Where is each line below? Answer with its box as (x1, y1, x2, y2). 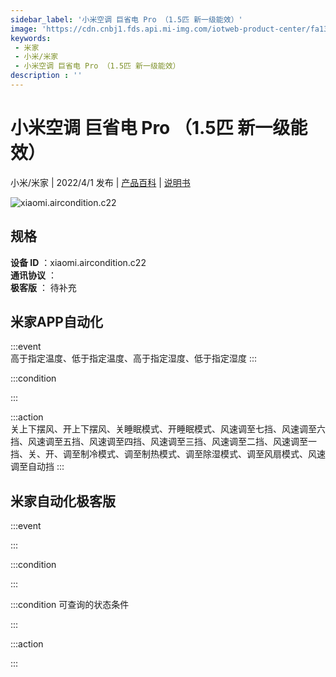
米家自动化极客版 (10, 492, 116, 510)
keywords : (10, 33, 52, 43)
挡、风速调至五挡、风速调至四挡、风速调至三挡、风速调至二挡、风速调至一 (10, 436, 317, 448)
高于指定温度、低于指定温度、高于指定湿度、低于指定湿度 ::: (10, 352, 258, 365)
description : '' (10, 71, 83, 81)
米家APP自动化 (10, 314, 103, 331)
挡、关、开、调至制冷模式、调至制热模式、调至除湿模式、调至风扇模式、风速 (10, 448, 326, 460)
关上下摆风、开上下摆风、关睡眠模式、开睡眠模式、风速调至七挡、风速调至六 (10, 423, 326, 435)
